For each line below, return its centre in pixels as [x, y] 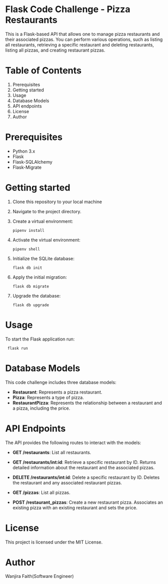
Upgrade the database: [37, 296]
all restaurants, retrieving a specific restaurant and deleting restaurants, [80, 44]
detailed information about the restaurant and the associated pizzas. [83, 467]
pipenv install [29, 230]
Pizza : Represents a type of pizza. [48, 397]
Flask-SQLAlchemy [33, 162]
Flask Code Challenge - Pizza [68, 9]
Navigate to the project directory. [47, 211]
